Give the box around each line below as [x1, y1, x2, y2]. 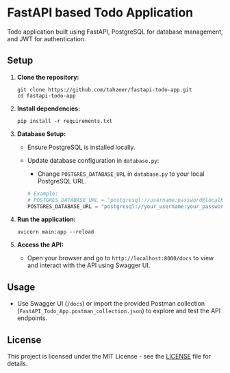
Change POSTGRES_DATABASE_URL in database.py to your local [37, 170, 205, 178]
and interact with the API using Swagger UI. [27, 261, 151, 269]
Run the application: [16, 215, 77, 224]
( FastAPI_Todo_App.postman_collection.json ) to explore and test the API [16, 307, 221, 315]
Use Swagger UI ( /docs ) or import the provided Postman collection [16, 299, 205, 308]
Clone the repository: [16, 73, 79, 81]
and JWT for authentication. [7, 34, 86, 43]
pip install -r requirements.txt [16, 117, 113, 124]
